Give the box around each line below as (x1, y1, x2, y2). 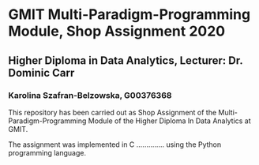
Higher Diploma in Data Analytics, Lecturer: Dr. (8, 54, 243, 67)
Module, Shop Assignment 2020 (8, 22, 226, 40)
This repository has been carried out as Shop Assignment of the (8, 107, 217, 117)
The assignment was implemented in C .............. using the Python (8, 140, 222, 149)
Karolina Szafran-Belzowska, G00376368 (8, 89, 172, 100)
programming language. (8, 148, 87, 157)
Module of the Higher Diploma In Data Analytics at (88, 116, 251, 126)
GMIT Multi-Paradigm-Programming (8, 6, 251, 24)
